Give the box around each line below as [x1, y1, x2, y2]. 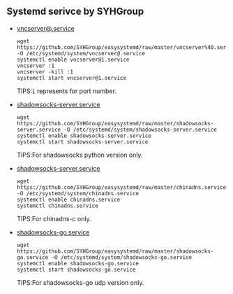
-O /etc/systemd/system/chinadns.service [16, 190, 139, 197]
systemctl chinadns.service [16, 202, 98, 209]
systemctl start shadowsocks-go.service [16, 266, 136, 273]
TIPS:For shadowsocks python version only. [16, 150, 144, 159]
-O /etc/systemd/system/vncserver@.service [16, 50, 146, 57]
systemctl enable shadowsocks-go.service [16, 260, 139, 267]
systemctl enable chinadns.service [16, 196, 121, 203]
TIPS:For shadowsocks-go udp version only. [16, 278, 144, 286]
